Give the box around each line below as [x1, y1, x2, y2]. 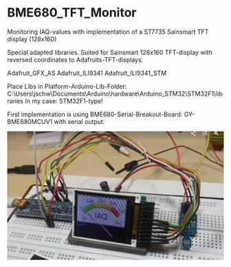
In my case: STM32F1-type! [25, 96, 103, 105]
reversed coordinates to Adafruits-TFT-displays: [7, 55, 144, 63]
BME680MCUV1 [7, 117, 53, 125]
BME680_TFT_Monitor [7, 5, 137, 21]
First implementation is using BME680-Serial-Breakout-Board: [7, 110, 183, 118]
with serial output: [54, 117, 105, 125]
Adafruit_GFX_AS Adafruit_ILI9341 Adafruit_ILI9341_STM [7, 69, 167, 77]
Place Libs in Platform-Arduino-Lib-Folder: [7, 82, 127, 90]
